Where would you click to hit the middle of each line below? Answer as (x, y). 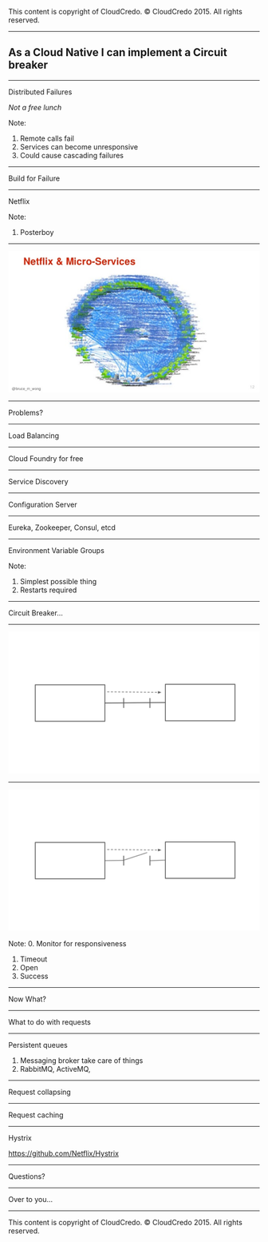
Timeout (33, 959)
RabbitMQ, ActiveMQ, (55, 1069)
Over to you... (31, 1200)
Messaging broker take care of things (81, 1061)
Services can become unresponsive (79, 146)
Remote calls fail (47, 138)
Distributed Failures (40, 92)
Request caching (36, 1115)
